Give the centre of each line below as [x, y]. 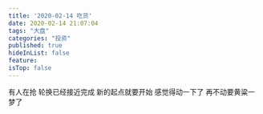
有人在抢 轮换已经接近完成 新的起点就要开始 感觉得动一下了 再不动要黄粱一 [131, 92]
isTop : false [30, 68]
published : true [35, 46]
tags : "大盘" [29, 31]
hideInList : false [39, 53]
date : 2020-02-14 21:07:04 [53, 23]
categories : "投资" [40, 38]
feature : [23, 61]
